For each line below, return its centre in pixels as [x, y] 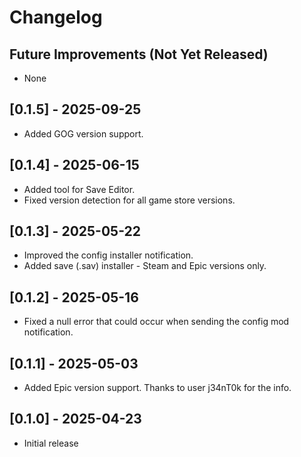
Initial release [51, 443]
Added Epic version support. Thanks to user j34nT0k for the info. [157, 388]
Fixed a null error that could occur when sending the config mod [156, 322]
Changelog [56, 17]
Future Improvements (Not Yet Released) [139, 54]
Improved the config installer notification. [108, 255]
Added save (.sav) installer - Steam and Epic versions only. [145, 266]
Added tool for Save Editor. [79, 189]
